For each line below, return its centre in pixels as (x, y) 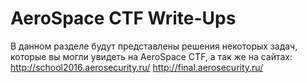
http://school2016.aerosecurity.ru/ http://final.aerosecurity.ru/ (137, 67)
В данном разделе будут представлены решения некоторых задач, (154, 46)
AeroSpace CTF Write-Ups (123, 18)
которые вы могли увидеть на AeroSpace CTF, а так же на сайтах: (151, 56)
